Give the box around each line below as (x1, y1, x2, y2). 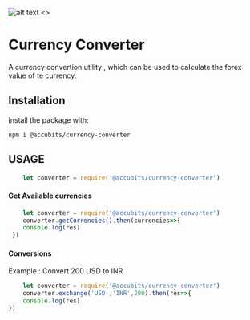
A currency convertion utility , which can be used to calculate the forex (8, 62, 242, 71)
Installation (8, 94, 66, 107)
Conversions (8, 249, 52, 258)
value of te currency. (8, 71, 77, 80)
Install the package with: (8, 115, 90, 124)
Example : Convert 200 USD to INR (8, 266, 123, 276)
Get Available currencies (8, 191, 92, 201)
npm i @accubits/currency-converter (8, 131, 131, 139)
